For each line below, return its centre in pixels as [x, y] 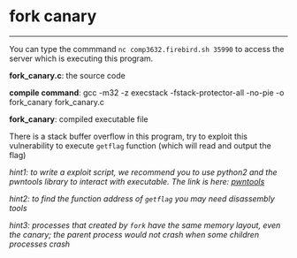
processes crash [40, 244]
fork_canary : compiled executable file [79, 119]
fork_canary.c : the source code [67, 75]
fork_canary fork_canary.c [57, 102]
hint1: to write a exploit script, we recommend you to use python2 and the [143, 172]
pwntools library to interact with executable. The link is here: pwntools [137, 181]
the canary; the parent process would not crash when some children [134, 234]
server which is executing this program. [81, 58]
